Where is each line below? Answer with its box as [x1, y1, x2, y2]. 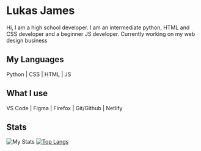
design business [6, 37, 48, 44]
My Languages [6, 54, 64, 65]
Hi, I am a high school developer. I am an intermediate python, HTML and [6, 24, 190, 31]
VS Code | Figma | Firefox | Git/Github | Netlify [6, 104, 123, 111]
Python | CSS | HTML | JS [6, 71, 71, 78]
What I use [6, 88, 48, 99]
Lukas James [6, 4, 75, 18]
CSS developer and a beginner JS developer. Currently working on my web [6, 30, 196, 37]
